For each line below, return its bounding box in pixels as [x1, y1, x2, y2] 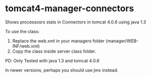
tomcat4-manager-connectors [5, 3, 134, 14]
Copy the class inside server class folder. [12, 48, 96, 54]
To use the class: [5, 28, 40, 34]
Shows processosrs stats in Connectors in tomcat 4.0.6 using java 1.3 [5, 19, 147, 25]
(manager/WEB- [106, 38, 139, 44]
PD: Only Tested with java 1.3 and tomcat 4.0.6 [5, 58, 100, 63]
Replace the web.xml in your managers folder [12, 38, 105, 44]
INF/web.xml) [12, 43, 40, 49]
